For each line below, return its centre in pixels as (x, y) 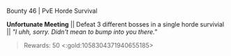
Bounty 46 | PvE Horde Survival (52, 11)
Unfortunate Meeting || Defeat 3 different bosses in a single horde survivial (115, 24)
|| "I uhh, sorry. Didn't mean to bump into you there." (82, 32)
